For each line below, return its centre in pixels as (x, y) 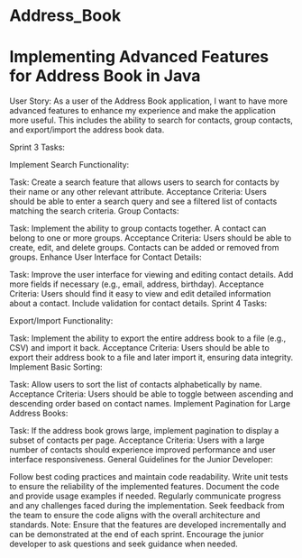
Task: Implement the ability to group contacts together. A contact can (138, 229)
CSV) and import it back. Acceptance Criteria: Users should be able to (140, 348)
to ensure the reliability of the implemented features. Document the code (144, 487)
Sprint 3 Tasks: (37, 147)
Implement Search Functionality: (69, 165)
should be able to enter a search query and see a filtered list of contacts (143, 201)
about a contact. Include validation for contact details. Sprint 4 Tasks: (138, 304)
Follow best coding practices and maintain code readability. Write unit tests (149, 477)
